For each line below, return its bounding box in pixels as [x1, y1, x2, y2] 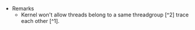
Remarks [11, 5, 34, 12]
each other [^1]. [20, 18, 60, 24]
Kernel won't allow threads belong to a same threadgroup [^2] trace [20, 11, 189, 18]
